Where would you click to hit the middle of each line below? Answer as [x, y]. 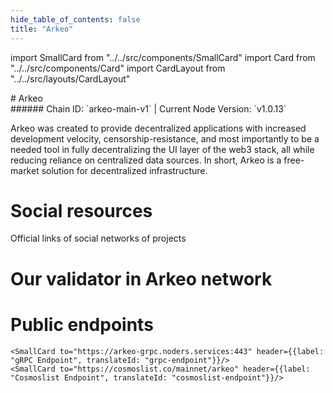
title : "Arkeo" [42, 29]
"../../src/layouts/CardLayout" [70, 78]
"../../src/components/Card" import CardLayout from [118, 68]
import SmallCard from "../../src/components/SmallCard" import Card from [163, 57]
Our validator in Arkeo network [141, 278]
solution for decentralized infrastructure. [124, 170]
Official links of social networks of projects [98, 238]
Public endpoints [82, 324]
